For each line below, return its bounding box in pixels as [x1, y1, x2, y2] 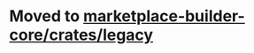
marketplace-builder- [82, 6, 245, 26]
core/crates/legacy [9, 25, 153, 45]
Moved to [9, 6, 81, 26]
